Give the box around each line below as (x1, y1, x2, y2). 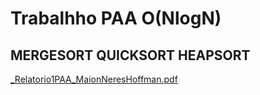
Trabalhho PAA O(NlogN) (10, 7, 222, 30)
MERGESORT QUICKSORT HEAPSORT (10, 47, 251, 64)
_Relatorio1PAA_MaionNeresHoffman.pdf (10, 73, 178, 85)
